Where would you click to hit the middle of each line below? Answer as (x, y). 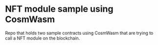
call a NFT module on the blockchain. (43, 38)
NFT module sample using (59, 9)
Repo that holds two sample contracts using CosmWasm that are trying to (79, 33)
